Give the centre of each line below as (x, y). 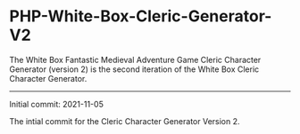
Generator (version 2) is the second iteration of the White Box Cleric (134, 69)
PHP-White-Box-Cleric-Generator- (141, 16)
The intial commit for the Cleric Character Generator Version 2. (125, 121)
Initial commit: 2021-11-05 (57, 104)
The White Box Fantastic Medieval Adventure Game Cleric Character (135, 59)
